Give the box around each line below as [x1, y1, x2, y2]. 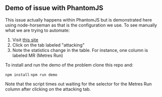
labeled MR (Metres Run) [12, 52, 63, 58]
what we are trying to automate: [5, 27, 70, 33]
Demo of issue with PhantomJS [5, 4, 104, 12]
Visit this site [12, 37, 39, 43]
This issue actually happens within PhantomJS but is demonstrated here [5, 17, 152, 23]
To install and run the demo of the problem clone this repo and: [5, 62, 133, 68]
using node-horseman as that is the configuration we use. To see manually [5, 22, 157, 28]
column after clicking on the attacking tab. [5, 86, 91, 92]
